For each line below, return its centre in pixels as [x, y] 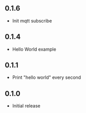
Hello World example [34, 49]
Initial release [26, 106]
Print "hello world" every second [47, 77]
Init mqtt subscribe [32, 20]
